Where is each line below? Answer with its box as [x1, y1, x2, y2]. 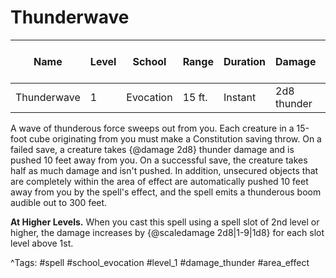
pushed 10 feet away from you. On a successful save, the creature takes [10, 154, 308, 166]
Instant [223, 90, 257, 104]
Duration [223, 54, 267, 68]
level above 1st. [10, 237, 74, 249]
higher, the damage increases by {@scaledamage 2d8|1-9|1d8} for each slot [10, 226, 325, 238]
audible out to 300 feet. [10, 196, 108, 208]
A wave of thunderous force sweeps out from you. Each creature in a [10, 122, 295, 134]
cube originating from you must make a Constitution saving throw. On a [29, 132, 322, 145]
